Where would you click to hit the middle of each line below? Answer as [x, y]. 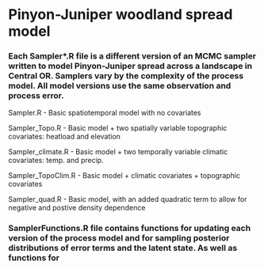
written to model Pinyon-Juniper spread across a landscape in [130, 66]
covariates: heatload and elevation [65, 137]
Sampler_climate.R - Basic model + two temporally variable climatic [118, 152]
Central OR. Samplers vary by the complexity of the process [126, 76]
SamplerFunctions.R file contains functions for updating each [130, 229]
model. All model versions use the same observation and [120, 86]
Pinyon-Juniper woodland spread [121, 15]
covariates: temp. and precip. [56, 161]
